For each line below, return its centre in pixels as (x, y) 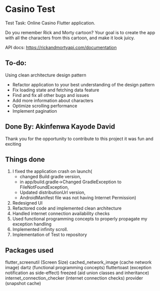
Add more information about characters (53, 100)
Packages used (29, 250)
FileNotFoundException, (44, 187)
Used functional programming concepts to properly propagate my (80, 219)
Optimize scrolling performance (45, 106)
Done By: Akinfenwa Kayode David (60, 127)
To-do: (16, 63)
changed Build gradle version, (50, 177)
